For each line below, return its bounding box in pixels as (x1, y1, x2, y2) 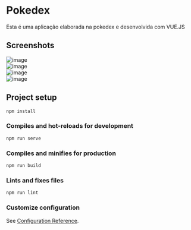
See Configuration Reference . (6, 217, 79, 224)
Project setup (6, 93, 58, 103)
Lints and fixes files (6, 177, 64, 185)
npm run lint (6, 190, 39, 196)
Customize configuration (6, 203, 80, 212)
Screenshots (6, 40, 55, 51)
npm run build (6, 163, 42, 169)
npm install (6, 108, 36, 114)
